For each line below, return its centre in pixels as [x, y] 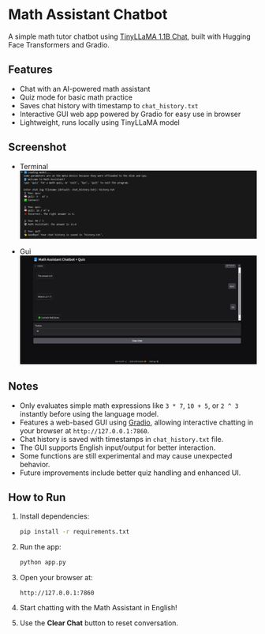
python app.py [43, 563]
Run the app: [40, 547]
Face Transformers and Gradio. [59, 44]
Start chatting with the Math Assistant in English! [98, 608]
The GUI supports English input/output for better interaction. [118, 447]
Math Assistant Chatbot [88, 15]
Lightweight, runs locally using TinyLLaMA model [99, 122]
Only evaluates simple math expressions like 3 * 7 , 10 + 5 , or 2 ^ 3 [129, 406]
